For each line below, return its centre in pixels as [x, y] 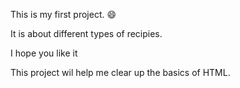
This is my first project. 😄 [63, 14]
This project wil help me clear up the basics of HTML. [120, 72]
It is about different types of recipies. [86, 33]
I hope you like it [44, 53]
